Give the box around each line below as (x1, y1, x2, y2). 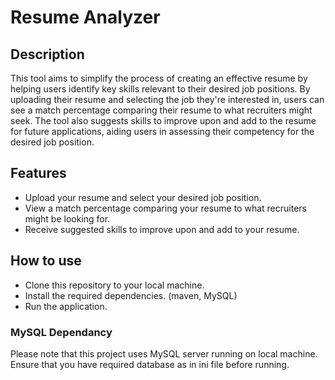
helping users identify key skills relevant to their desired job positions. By (10, 83, 311, 95)
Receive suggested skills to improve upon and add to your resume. (24, 223, 300, 235)
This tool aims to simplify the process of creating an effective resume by (10, 72, 308, 84)
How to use (10, 252, 82, 270)
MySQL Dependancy (10, 325, 113, 339)
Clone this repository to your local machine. (24, 279, 205, 291)
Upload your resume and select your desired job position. (24, 191, 262, 203)
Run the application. (24, 300, 108, 312)
